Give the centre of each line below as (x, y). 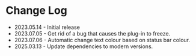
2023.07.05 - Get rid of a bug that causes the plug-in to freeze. (92, 33)
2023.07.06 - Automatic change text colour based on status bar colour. (102, 40)
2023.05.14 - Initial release (47, 27)
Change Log (36, 11)
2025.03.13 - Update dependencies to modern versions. (84, 46)
